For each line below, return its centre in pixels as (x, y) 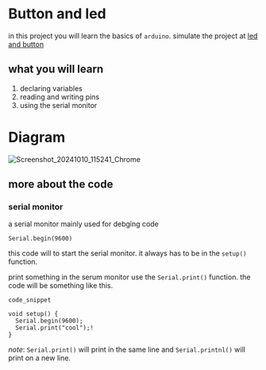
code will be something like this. (61, 286)
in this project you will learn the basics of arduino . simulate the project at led (133, 36)
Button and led (58, 14)
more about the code (61, 185)
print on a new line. (40, 358)
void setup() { (33, 314)
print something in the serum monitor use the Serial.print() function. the (129, 277)
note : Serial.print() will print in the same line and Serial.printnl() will (127, 349)
